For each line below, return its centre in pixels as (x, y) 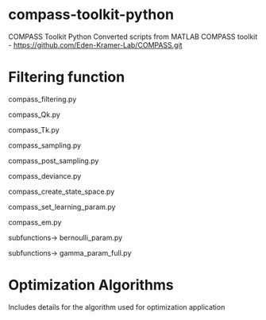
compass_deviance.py (45, 175)
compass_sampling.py (45, 145)
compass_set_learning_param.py (62, 206)
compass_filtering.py (42, 99)
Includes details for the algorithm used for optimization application (117, 307)
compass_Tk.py (34, 129)
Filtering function (67, 77)
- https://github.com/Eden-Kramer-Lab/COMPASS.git (95, 44)
